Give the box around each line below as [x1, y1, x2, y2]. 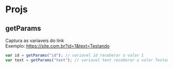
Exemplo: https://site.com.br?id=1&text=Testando [5, 43, 110, 49]
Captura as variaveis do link [5, 37, 64, 43]
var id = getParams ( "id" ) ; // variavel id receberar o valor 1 [5, 53, 144, 58]
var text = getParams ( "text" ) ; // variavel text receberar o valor [5, 57, 153, 62]
